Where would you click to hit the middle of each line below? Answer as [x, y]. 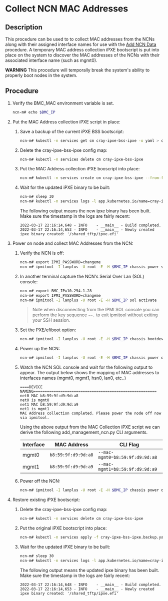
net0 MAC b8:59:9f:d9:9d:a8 [49, 396]
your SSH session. [51, 320]
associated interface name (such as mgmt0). [51, 60]
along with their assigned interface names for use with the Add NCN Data [81, 44]
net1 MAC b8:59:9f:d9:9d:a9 [49, 405]
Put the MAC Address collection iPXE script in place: [66, 122]
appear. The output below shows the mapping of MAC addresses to [89, 373]
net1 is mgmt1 [34, 409]
